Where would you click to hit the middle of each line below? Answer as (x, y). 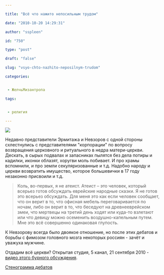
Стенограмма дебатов (29, 267)
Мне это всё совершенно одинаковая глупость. (68, 223)
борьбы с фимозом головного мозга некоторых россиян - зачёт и (75, 237)
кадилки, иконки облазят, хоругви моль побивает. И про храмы (72, 161)
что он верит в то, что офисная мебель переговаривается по (82, 202)
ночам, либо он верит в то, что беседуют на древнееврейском (84, 207)
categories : (17, 77)
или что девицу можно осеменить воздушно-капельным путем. (85, 218)
